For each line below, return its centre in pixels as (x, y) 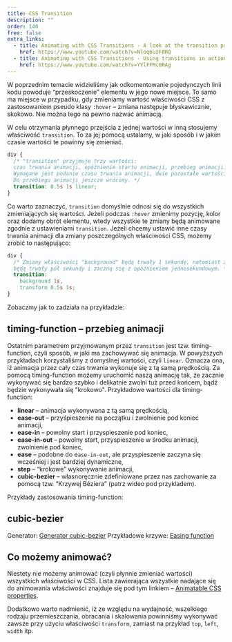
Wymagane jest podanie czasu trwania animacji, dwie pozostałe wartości (120, 174)
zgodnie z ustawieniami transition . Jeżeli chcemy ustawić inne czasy (107, 228)
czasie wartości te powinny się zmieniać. (65, 142)
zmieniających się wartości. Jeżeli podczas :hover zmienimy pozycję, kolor (114, 213)
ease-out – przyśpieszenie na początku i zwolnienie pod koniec (108, 418)
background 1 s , (41, 281)
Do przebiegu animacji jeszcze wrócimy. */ (77, 180)
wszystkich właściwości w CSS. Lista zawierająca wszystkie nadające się (112, 581)
